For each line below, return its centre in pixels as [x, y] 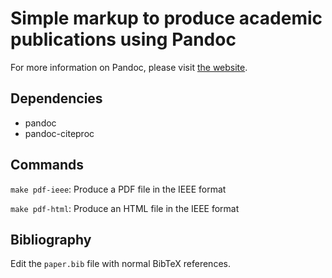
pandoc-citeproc [59, 133]
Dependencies [56, 98]
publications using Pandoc [123, 39]
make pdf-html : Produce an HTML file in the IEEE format [125, 208]
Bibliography [51, 239]
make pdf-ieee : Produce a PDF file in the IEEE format [118, 189]
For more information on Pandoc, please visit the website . [129, 67]
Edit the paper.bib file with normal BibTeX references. [120, 264]
